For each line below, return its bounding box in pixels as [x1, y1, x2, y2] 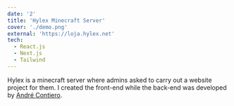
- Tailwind [13, 57, 46, 64]
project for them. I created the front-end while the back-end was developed [7, 83, 227, 92]
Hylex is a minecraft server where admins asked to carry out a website [7, 76, 213, 84]
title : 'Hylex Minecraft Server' [7, 17, 106, 24]
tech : [7, 37, 23, 44]
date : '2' [7, 10, 37, 18]
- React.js [13, 43, 46, 50]
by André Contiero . [7, 90, 63, 99]
